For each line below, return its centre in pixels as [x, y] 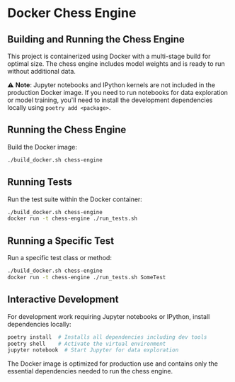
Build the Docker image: [42, 147]
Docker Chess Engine [72, 13]
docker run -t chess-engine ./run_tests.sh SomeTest [87, 277]
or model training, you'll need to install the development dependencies [110, 100]
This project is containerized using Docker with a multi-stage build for [109, 56]
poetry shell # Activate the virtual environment [87, 344]
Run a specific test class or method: [59, 258]
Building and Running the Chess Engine [96, 39]
